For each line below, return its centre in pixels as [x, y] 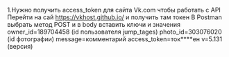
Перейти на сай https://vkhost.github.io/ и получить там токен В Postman [114, 17]
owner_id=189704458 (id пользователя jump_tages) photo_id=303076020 [114, 32]
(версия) [20, 46]
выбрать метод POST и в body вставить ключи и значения [94, 24]
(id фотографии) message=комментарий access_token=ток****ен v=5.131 [115, 39]
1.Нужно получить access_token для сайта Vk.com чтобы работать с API [114, 10]
